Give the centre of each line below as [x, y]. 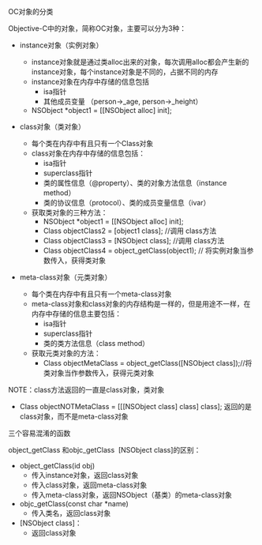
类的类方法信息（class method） [96, 343]
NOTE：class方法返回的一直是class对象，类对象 [86, 390]
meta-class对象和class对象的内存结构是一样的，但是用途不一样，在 [141, 304]
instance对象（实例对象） [61, 45]
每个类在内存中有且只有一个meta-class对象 [101, 294]
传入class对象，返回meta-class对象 [89, 485]
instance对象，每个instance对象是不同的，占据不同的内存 [125, 72]
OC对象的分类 [31, 11]
